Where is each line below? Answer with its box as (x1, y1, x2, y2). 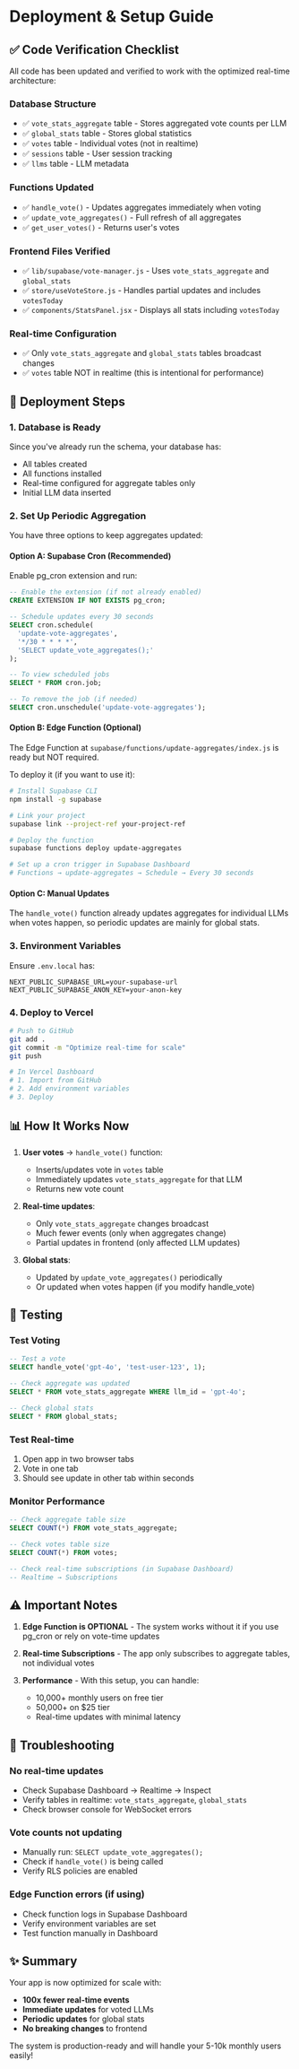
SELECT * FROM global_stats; (9, 1412, 118, 1421)
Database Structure (9, 97, 97, 109)
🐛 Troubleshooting (9, 1737, 115, 1752)
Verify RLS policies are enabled (21, 1865, 139, 1876)
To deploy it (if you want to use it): (9, 769, 136, 780)
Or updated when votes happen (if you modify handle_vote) (35, 1281, 255, 1292)
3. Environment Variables (9, 940, 122, 952)
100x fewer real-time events (21, 1995, 130, 2005)
